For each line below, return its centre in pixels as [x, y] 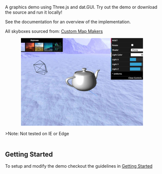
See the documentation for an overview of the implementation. [68, 22]
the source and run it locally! [34, 12]
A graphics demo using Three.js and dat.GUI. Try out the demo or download [81, 7]
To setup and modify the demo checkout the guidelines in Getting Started [79, 166]
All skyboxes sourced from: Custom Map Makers [54, 31]
